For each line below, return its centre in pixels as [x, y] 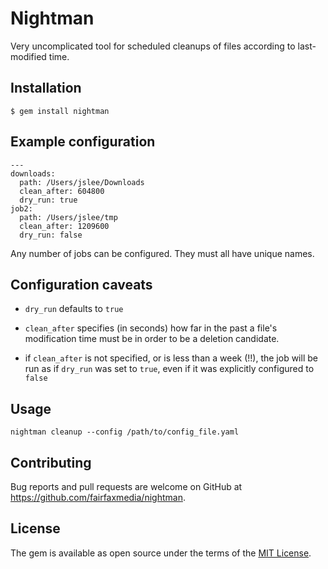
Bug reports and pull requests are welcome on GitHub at [126, 486]
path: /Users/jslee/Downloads [82, 182]
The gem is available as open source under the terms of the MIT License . [161, 553]
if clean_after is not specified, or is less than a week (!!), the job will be [171, 358]
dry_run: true [48, 200]
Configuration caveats [81, 284]
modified [28, 56]
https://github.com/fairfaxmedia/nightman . [98, 497]
